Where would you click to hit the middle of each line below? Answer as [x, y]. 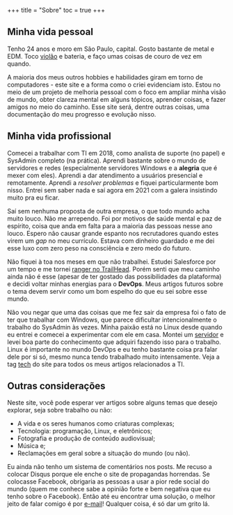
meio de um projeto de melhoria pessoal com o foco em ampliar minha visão [116, 92]
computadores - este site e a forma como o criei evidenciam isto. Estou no [114, 84]
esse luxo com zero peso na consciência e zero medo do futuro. [99, 248]
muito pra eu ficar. [33, 197]
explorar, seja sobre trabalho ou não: [60, 410]
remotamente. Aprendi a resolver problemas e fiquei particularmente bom [113, 182]
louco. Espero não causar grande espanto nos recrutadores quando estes [113, 233]
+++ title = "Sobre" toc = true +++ [56, 10]
